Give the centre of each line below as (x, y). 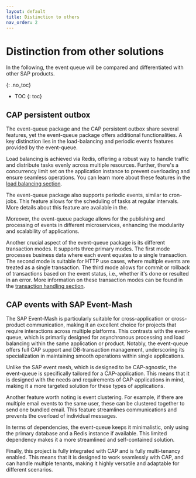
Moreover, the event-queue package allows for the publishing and (85, 219)
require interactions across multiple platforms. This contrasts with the (90, 331)
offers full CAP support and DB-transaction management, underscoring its (96, 349)
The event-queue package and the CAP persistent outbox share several (92, 129)
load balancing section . (34, 184)
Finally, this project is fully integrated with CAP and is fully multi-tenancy (93, 451)
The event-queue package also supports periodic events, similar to (87, 195)
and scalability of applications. (43, 231)
